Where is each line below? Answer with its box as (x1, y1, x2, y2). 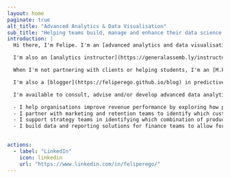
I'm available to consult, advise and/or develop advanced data (13, 91, 201, 98)
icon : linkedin (19, 154, 63, 161)
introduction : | (7, 36, 53, 42)
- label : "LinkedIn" (13, 148, 72, 155)
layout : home (7, 10, 44, 17)
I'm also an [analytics (13, 54, 81, 62)
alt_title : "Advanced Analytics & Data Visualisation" (7, 23, 167, 29)
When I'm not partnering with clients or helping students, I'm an (13, 66, 210, 73)
